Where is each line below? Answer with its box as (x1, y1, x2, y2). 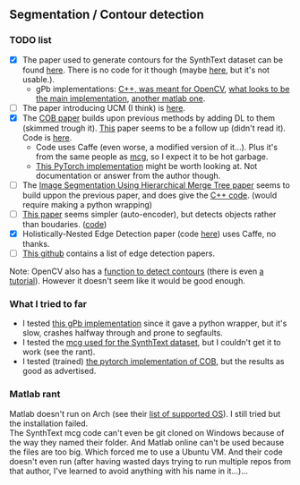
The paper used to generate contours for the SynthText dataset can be (21, 54, 284, 65)
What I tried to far (9, 298, 88, 311)
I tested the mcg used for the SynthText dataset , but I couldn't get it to (21, 337, 282, 348)
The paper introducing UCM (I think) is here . (21, 102, 186, 113)
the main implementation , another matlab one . (35, 93, 206, 104)
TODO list (9, 34, 52, 47)
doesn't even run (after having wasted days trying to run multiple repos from (9, 455, 292, 466)
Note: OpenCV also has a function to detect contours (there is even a (9, 266, 264, 277)
